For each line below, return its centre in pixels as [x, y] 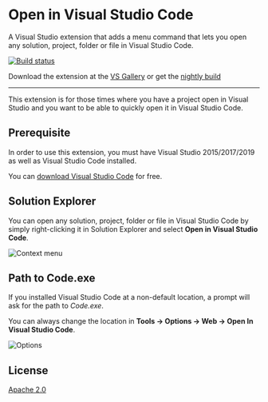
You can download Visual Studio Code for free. [85, 176]
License [28, 370]
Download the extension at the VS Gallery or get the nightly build [115, 76]
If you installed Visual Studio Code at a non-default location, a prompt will [129, 297]
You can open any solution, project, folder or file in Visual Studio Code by [128, 221]
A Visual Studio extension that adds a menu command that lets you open [128, 37]
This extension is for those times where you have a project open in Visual [128, 99]
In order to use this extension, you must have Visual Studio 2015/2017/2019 [132, 152]
